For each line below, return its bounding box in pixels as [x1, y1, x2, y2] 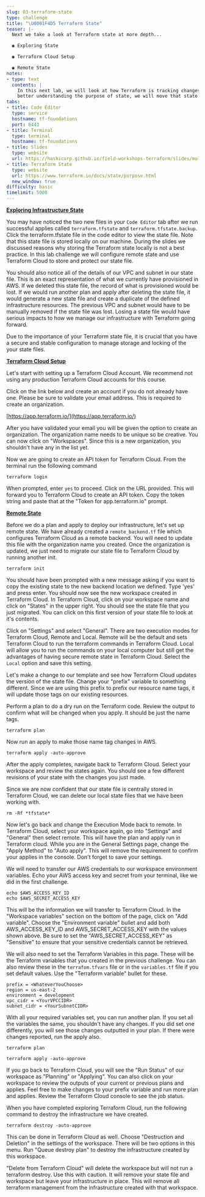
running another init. [6, 554, 57, 561]
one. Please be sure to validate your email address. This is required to [6, 395, 182, 401]
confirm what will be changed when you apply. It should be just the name [6, 709, 190, 716]
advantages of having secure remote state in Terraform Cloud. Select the [6, 653, 190, 660]
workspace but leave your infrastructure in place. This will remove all [6, 1177, 180, 1185]
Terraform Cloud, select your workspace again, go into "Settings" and [6, 828, 182, 834]
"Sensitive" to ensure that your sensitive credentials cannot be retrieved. [6, 939, 189, 945]
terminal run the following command [6, 462, 98, 469]
